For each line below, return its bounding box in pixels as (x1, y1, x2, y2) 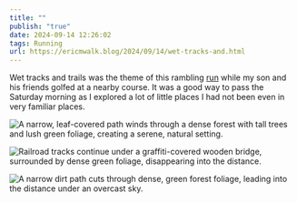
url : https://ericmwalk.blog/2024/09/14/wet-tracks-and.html (9, 47, 246, 56)
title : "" (9, 13, 47, 23)
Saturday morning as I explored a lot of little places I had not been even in (9, 92, 285, 103)
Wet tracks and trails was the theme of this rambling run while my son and (9, 72, 287, 83)
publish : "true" (9, 22, 71, 31)
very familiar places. (9, 101, 85, 112)
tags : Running (9, 38, 64, 48)
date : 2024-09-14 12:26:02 (9, 30, 112, 39)
